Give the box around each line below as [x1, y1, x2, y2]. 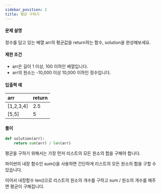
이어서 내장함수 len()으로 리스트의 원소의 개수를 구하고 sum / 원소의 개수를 [5, 177, 147, 183]
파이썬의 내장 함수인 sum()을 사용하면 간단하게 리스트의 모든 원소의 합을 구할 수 [5, 161, 157, 167]
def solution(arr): [5, 136, 45, 141]
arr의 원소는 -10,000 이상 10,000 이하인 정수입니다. [12, 69, 111, 75]
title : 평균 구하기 [5, 12, 40, 17]
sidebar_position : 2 [5, 7, 47, 12]
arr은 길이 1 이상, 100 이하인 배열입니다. [12, 63, 88, 69]
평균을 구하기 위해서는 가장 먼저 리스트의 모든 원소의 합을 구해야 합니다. [5, 150, 141, 156]
